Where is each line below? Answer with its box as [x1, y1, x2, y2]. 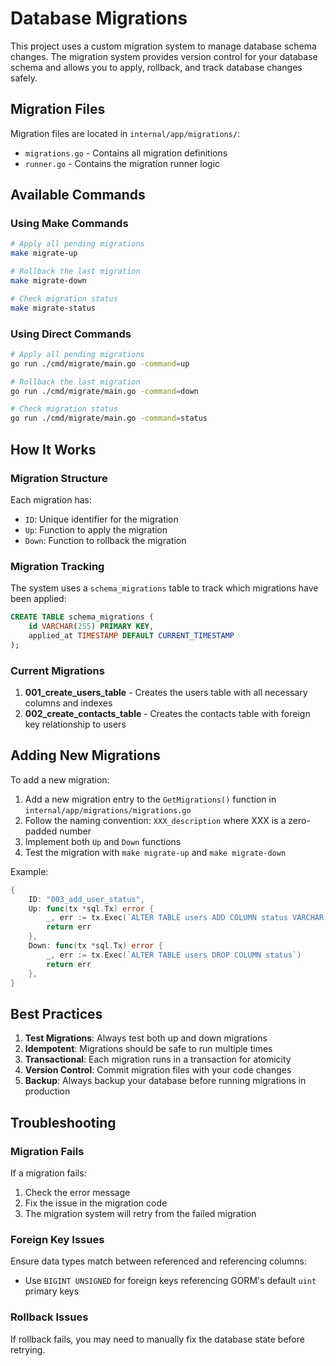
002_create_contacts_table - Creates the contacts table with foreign [24, 708, 311, 720]
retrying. [10, 1343, 46, 1356]
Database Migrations [10, 7, 188, 30]
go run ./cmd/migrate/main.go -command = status [10, 413, 208, 424]
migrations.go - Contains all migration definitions [24, 147, 228, 159]
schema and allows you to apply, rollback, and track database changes [10, 61, 303, 73]
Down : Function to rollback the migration [24, 534, 187, 546]
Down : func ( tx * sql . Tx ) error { [28, 941, 163, 951]
